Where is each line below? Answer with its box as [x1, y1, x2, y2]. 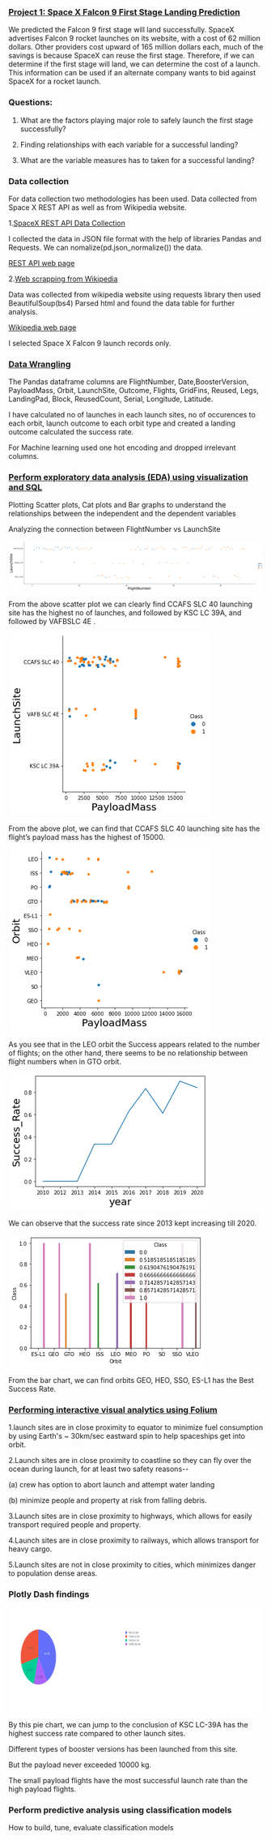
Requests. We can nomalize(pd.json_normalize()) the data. [8, 242, 204, 252]
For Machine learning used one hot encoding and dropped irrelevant [8, 443, 236, 452]
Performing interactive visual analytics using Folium [8, 1404, 218, 1415]
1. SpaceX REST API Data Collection [8, 218, 125, 228]
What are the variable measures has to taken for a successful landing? [19, 155, 255, 165]
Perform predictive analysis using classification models [8, 1804, 232, 1816]
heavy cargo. [8, 1544, 53, 1554]
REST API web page [8, 258, 75, 267]
